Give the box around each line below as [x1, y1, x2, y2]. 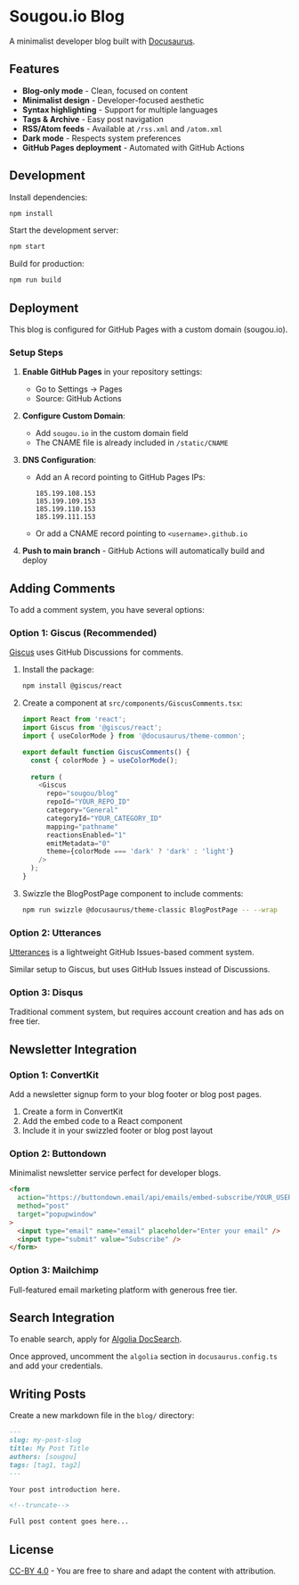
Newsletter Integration [9, 1042, 138, 1057]
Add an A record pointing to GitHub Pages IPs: [35, 472, 206, 483]
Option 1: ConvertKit [9, 1069, 100, 1081]
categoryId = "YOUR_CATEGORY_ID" [45, 813, 163, 822]
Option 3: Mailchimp [9, 1264, 100, 1276]
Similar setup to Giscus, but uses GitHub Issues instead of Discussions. [9, 964, 271, 975]
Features [9, 62, 60, 77]
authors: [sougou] [9, 1452, 77, 1461]
